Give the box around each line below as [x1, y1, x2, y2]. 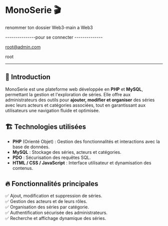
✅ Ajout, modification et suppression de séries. [5, 193, 102, 199]
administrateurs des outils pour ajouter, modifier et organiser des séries [5, 97, 155, 103]
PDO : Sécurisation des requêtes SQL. [12, 154, 91, 160]
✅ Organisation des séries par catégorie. [5, 204, 89, 210]
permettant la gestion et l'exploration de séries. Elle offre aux [5, 91, 131, 97]
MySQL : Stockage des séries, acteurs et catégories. [12, 149, 121, 155]
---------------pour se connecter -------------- [5, 34, 103, 40]
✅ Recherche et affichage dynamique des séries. [5, 215, 106, 221]
